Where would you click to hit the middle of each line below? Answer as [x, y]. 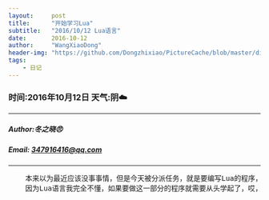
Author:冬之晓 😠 [36, 129]
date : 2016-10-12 [48, 38]
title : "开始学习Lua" [51, 23]
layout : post [37, 16]
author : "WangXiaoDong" [55, 46]
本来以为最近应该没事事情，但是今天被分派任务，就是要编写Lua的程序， [144, 178]
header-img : [28, 53]
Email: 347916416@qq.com [55, 150]
